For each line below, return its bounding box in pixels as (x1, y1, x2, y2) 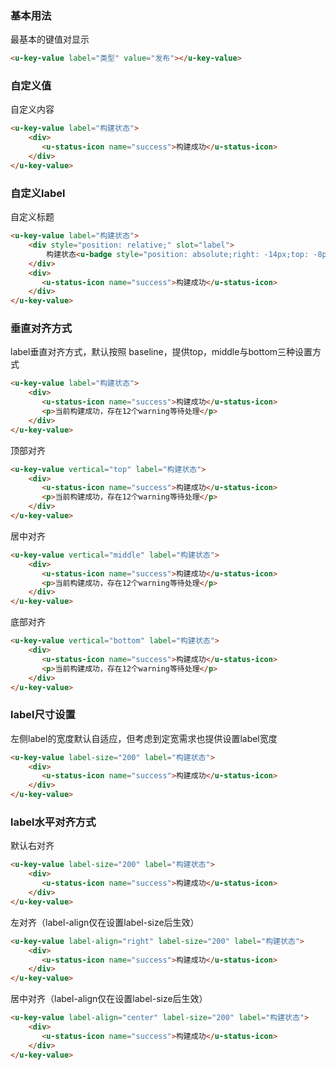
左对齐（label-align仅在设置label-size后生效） (10, 916, 200, 928)
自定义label (10, 186, 66, 200)
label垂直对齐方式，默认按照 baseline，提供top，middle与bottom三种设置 (10, 346, 313, 358)
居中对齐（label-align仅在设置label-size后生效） (10, 993, 208, 1005)
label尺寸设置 (10, 708, 76, 722)
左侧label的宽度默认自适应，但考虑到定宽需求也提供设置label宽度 (10, 732, 278, 744)
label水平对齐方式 (10, 815, 97, 829)
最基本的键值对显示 (10, 33, 90, 46)
